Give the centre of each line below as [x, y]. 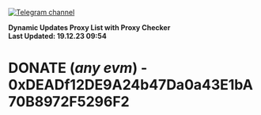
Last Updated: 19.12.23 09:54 [57, 36]
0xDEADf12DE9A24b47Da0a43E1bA [130, 85]
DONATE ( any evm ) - [78, 68]
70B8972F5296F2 [69, 102]
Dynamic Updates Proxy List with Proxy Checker [89, 27]
